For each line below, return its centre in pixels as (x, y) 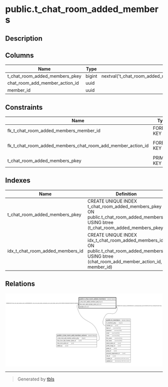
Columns (19, 55)
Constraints (24, 107)
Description (24, 38)
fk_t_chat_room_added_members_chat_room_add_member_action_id (78, 145)
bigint (91, 76)
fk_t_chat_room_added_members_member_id (54, 131)
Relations (20, 284)
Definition (126, 194)
